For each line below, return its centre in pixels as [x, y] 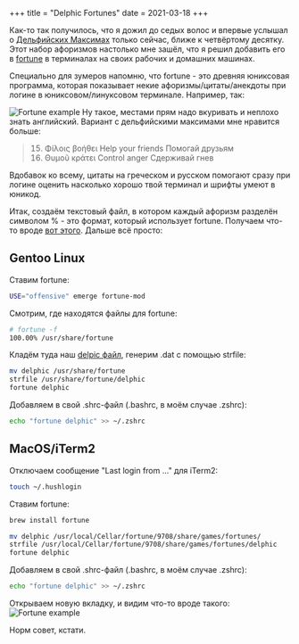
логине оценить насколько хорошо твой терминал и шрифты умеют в [142, 185]
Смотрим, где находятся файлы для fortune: [93, 313]
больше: [25, 131]
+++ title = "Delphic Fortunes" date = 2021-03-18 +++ [109, 13]
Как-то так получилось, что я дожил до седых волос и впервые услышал [149, 30]
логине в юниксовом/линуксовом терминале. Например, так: [127, 95]
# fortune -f [33, 329]
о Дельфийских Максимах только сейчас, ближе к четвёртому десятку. [147, 40]
